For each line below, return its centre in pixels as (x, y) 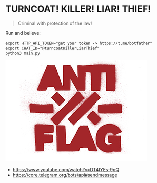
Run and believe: (23, 33)
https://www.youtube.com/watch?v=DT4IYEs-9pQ (66, 169)
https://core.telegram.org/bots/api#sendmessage (65, 175)
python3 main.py (23, 53)
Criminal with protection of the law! (55, 23)
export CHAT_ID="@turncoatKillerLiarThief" (53, 48)
